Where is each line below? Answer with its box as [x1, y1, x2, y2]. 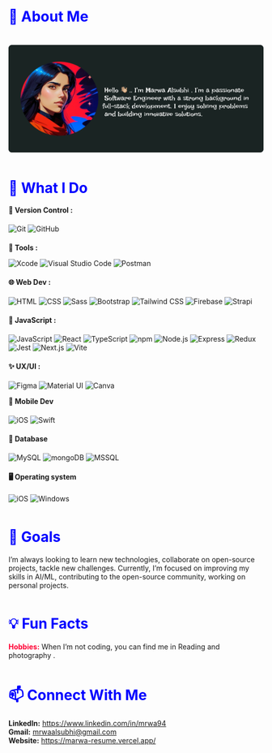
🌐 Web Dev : [8, 278, 51, 287]
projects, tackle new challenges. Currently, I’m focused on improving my [8, 563, 249, 573]
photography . [8, 650, 56, 660]
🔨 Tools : [8, 243, 38, 252]
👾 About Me [8, 7, 89, 25]
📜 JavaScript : [8, 316, 57, 325]
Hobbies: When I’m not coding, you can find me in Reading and [8, 642, 220, 652]
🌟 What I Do [8, 179, 88, 197]
